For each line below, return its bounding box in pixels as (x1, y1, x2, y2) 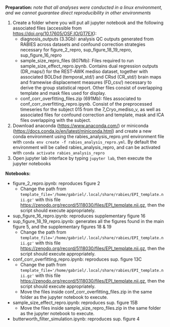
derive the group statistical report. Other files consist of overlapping (20, 85, 162, 91)
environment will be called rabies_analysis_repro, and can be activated (12, 144, 161, 150)
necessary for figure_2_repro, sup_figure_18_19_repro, (20, 47, 132, 53)
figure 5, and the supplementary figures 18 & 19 (12, 224, 112, 230)
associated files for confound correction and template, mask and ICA (20, 112, 164, 118)
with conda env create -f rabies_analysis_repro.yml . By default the (12, 139, 157, 145)
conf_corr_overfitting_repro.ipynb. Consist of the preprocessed (20, 101, 152, 107)
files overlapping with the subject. (20, 117, 91, 123)
